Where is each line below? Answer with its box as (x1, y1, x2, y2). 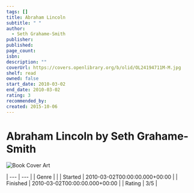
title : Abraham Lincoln (6, 14, 66, 20)
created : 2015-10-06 (6, 103, 58, 110)
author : (6, 25, 26, 32)
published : (6, 43, 34, 49)
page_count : (6, 48, 36, 54)
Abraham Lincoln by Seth (6, 129, 135, 143)
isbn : (6, 53, 20, 59)
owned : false (6, 76, 39, 82)
